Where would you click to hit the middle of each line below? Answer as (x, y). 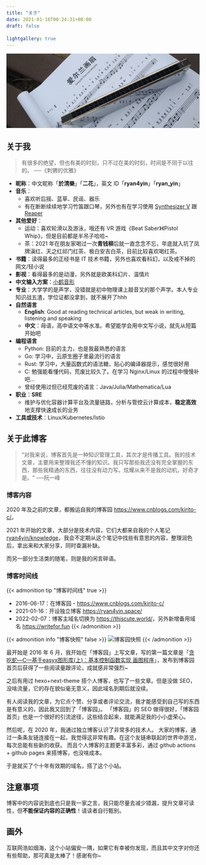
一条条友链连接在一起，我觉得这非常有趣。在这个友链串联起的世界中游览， (105, 737)
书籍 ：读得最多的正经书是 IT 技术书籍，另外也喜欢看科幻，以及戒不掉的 (105, 259)
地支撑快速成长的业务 (51, 410)
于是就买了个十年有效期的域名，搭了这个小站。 (65, 766)
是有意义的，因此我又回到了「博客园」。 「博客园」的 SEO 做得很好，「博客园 (103, 709)
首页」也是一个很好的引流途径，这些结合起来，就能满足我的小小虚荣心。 (97, 717)
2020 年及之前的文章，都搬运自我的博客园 (59, 509)
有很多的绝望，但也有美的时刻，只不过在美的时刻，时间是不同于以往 (107, 162)
